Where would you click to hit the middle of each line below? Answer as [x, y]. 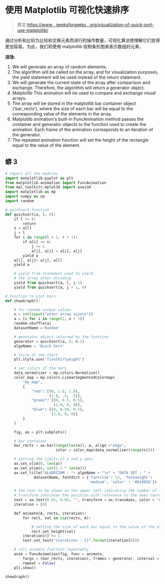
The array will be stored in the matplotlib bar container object [74, 103]
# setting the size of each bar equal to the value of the [93, 527]
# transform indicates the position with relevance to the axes [81, 495]
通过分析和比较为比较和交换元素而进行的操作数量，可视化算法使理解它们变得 [82, 40]
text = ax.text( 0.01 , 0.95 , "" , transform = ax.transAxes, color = [84, 500]
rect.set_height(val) [54, 531]
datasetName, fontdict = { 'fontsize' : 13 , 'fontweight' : [93, 477]
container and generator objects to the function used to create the [79, 124]
